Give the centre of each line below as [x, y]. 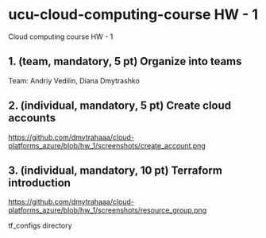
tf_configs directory [40, 226]
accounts [32, 118]
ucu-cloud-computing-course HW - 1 [133, 15]
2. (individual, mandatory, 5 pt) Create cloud [120, 106]
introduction [40, 183]
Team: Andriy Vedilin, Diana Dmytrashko [74, 80]
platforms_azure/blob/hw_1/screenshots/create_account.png [107, 145]
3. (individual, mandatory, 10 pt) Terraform [115, 170]
